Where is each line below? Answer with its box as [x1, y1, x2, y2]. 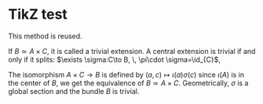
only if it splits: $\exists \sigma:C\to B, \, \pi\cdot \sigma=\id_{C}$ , [8, 55, 221, 64]
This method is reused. [8, 31, 82, 41]
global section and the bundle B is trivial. [8, 86, 140, 95]
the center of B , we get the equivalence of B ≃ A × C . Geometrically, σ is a [8, 78, 249, 88]
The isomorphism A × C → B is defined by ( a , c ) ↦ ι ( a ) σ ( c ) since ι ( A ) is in [8, 70, 245, 79]
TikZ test [8, 5, 68, 23]
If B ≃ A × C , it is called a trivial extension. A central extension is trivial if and [8, 46, 256, 56]
